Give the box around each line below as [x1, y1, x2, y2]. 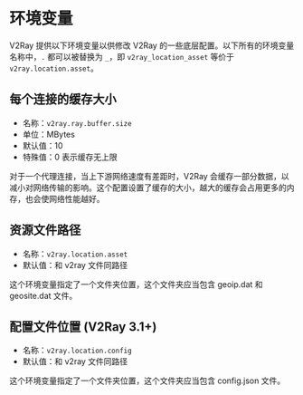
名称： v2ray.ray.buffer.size [22, 117, 133, 128]
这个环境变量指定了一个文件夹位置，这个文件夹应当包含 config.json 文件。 [9, 375, 286, 386]
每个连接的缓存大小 [9, 92, 117, 107]
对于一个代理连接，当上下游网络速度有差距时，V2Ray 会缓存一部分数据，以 [9, 170, 289, 181]
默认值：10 [22, 140, 63, 150]
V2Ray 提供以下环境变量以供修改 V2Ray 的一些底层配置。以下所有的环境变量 [9, 40, 295, 51]
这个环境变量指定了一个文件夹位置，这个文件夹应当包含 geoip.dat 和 [9, 278, 264, 290]
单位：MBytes [22, 129, 75, 140]
